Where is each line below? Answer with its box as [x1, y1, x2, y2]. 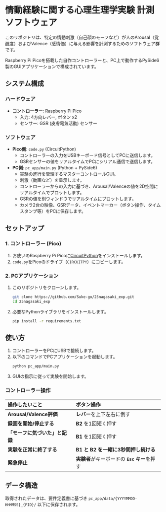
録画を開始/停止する [7, 420, 54, 427]
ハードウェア [5, 95, 36, 102]
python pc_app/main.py [12, 364, 59, 369]
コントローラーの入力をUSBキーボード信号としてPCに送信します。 [19, 152, 156, 158]
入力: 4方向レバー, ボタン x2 [19, 114, 78, 120]
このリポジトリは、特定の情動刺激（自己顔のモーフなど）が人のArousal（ [5, 34, 155, 40]
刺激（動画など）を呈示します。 [19, 177, 85, 183]
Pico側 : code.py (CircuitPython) [12, 146, 77, 152]
